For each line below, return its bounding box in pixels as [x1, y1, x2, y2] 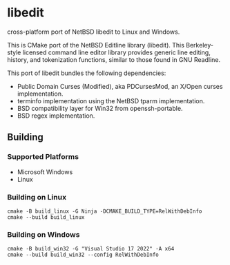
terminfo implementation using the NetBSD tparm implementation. [17, 96, 205, 105]
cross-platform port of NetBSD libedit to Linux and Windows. [7, 28, 180, 36]
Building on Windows [7, 229, 80, 239]
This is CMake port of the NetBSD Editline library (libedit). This [7, 41, 185, 49]
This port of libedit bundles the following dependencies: [7, 69, 166, 77]
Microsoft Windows [17, 167, 73, 176]
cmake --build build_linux [7, 213, 85, 221]
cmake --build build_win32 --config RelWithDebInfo [7, 251, 159, 259]
